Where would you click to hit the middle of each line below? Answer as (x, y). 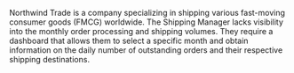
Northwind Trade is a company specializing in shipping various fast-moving (147, 13)
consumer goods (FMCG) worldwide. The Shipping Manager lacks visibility (147, 22)
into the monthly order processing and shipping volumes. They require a (141, 31)
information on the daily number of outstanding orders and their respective (146, 50)
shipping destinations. (50, 59)
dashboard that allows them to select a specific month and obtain (129, 40)
